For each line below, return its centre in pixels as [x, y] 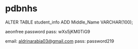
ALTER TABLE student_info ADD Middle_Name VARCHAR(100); [69, 22]
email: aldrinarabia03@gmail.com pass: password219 [60, 41]
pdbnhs [21, 9]
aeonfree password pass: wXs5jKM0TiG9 [48, 31]
